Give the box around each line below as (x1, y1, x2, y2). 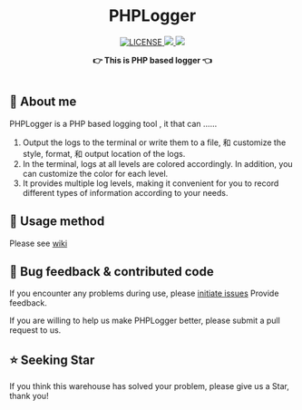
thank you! (9, 391, 49, 402)
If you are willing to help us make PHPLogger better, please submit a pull (9, 315, 281, 327)
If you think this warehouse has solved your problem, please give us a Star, (9, 381, 290, 392)
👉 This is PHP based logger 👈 (92, 54, 213, 65)
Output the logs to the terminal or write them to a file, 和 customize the (22, 137, 287, 148)
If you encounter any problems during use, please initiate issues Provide (9, 288, 279, 299)
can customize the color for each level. (22, 168, 169, 179)
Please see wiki (9, 238, 68, 249)
